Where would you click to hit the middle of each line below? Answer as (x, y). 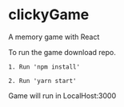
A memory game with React (54, 37)
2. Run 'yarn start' (43, 81)
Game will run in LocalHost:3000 (62, 95)
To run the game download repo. (62, 52)
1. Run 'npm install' (44, 67)
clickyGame (49, 15)
